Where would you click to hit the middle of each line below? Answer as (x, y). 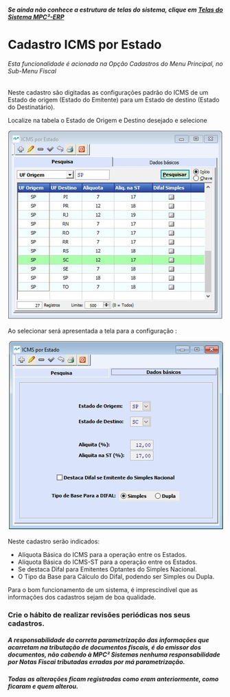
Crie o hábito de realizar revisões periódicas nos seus (99, 615)
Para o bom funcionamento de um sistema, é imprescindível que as (103, 589)
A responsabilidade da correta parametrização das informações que (108, 640)
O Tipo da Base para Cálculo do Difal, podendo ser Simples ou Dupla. (116, 576)
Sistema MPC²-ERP (36, 16)
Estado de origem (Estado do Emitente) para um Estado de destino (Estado (114, 99)
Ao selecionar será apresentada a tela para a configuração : (92, 331)
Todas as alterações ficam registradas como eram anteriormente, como (113, 678)
